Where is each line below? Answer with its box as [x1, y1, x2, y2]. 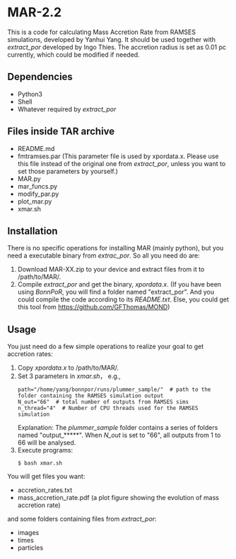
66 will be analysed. [17, 438, 76, 447]
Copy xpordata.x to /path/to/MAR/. [17, 363, 119, 372]
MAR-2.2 [7, 4, 62, 21]
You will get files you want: [7, 472, 85, 481]
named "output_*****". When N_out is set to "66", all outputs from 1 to [17, 431, 221, 440]
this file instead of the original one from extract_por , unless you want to [17, 159, 226, 167]
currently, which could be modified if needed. [7, 50, 140, 59]
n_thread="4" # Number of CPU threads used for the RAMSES [17, 405, 199, 412]
